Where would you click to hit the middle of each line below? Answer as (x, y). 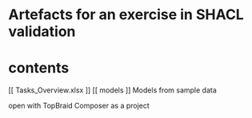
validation (42, 31)
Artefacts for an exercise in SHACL (126, 15)
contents (39, 68)
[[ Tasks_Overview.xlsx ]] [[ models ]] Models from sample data (113, 90)
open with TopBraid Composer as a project (79, 106)
